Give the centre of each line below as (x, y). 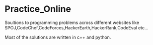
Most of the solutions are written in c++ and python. (58, 37)
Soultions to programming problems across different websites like (72, 22)
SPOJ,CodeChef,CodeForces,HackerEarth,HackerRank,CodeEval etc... (76, 27)
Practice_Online (38, 9)
